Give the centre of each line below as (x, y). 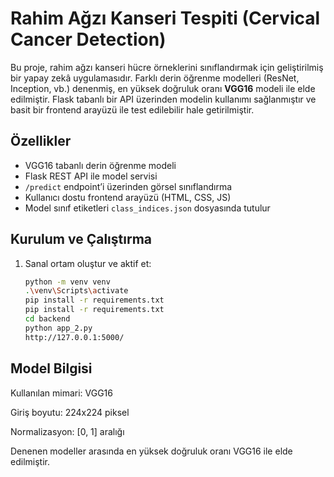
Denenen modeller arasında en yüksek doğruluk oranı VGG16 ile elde (151, 451)
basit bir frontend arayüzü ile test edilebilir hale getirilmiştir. (132, 109)
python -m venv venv (67, 282)
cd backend (47, 319)
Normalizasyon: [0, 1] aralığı (67, 431)
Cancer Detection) (88, 39)
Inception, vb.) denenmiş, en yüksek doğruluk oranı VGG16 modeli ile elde (163, 88)
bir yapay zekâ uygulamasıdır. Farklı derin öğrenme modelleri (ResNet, (155, 78)
